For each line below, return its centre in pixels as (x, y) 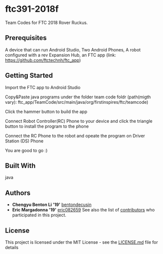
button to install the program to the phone (47, 126)
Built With (20, 166)
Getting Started (29, 76)
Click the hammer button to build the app (46, 112)
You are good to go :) (26, 150)
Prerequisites (26, 38)
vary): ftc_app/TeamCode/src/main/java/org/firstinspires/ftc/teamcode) (77, 102)
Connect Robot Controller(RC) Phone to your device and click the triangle (79, 121)
